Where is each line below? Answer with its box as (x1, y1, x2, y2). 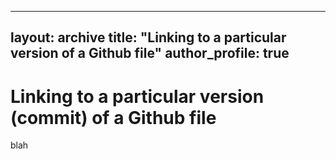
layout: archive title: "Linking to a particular (10, 29, 287, 46)
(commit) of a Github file (10, 106, 217, 129)
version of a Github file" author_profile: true (10, 45, 290, 62)
